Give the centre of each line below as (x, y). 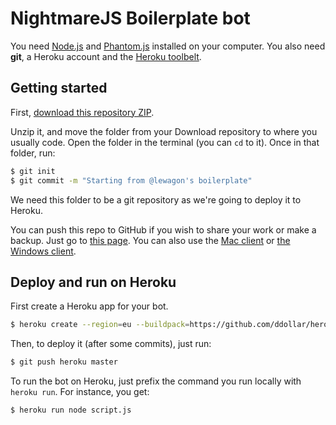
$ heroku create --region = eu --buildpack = (100, 325)
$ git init (33, 171)
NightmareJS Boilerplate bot (130, 18)
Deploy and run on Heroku (93, 282)
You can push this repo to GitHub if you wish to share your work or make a (163, 229)
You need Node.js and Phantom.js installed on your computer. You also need (168, 46)
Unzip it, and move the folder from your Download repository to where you (164, 131)
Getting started (59, 88)
